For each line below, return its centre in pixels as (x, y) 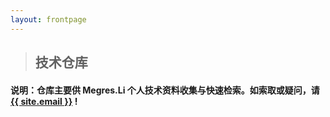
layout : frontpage (48, 19)
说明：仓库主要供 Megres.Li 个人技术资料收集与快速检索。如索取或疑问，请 (165, 90)
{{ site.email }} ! (44, 101)
